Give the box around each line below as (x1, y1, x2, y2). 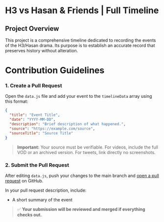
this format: (5, 98, 28, 105)
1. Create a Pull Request (5, 82, 62, 89)
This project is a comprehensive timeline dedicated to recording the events (5, 37, 156, 43)
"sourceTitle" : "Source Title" (9, 131, 73, 135)
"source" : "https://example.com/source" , (9, 126, 95, 131)
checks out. (17, 212, 42, 218)
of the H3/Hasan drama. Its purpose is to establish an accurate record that (5, 43, 155, 48)
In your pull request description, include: (5, 187, 87, 193)
